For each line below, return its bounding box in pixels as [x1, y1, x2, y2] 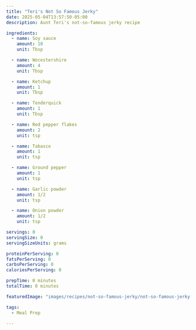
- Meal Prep [11, 309, 41, 316]
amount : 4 [16, 62, 41, 68]
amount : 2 [16, 127, 41, 133]
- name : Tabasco [11, 143, 51, 149]
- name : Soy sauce [11, 36, 57, 42]
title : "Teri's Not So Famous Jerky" [6, 8, 99, 15]
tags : [6, 304, 19, 310]
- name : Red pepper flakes [11, 122, 77, 127]
